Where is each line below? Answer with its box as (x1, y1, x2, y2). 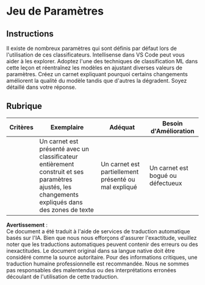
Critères (9, 123, 34, 132)
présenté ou (100, 175, 135, 183)
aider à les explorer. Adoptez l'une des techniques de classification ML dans (6, 58, 198, 65)
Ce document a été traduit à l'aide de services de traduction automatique (6, 227, 190, 235)
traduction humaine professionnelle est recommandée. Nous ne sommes (6, 260, 189, 267)
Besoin (162, 119, 183, 127)
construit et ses (39, 167, 84, 176)
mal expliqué (100, 183, 137, 191)
